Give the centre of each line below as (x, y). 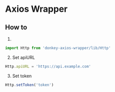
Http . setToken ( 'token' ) (29, 85)
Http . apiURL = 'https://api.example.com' (48, 66)
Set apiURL (24, 57)
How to (16, 27)
